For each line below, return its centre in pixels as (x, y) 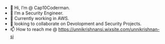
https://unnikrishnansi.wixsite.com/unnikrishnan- (109, 29)
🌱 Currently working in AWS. (39, 18)
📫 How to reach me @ (33, 29)
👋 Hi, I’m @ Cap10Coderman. (40, 8)
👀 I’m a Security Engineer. (37, 13)
